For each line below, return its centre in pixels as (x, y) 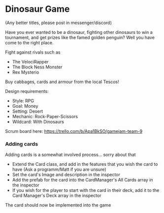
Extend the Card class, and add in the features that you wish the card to (85, 164)
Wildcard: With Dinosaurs (38, 122)
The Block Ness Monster (37, 67)
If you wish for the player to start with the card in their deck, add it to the (86, 190)
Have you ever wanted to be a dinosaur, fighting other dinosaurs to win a (79, 32)
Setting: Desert (28, 111)
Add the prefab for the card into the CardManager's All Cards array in (82, 180)
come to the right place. (29, 42)
